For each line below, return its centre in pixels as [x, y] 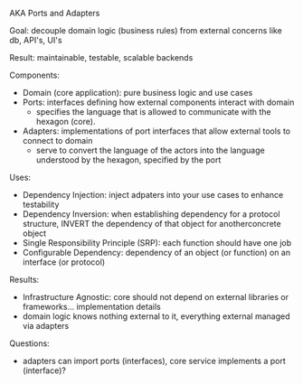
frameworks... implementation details [91, 307]
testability [41, 204]
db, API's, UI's [36, 40]
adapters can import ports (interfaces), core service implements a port [154, 361]
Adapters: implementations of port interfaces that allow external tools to [156, 131]
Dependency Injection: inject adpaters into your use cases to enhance [153, 195]
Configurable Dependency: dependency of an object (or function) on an [156, 253]
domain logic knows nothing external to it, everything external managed [156, 316]
